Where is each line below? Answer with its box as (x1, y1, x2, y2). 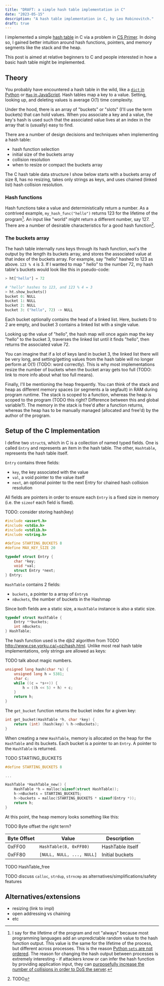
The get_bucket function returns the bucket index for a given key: (5, 708, 137, 714)
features (5, 878, 22, 884)
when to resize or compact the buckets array (12, 162, 102, 168)
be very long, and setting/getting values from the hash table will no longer (5, 356, 154, 362)
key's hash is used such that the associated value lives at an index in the (5, 117, 151, 123)
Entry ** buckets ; (14, 620, 49, 625)
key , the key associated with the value (12, 469, 89, 475)
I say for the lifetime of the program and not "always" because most (12, 930, 149, 936)
